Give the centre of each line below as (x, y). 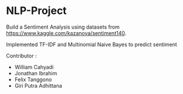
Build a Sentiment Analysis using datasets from (63, 27)
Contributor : (21, 55)
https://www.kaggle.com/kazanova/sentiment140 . (66, 33)
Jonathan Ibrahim (36, 73)
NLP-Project (36, 11)
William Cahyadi (34, 67)
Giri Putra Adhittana (38, 85)
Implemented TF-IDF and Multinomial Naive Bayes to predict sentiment (91, 44)
